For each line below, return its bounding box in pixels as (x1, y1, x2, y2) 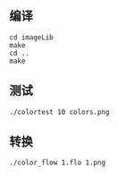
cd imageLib (9, 32, 54, 42)
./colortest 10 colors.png (9, 107, 110, 117)
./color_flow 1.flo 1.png (9, 158, 105, 168)
